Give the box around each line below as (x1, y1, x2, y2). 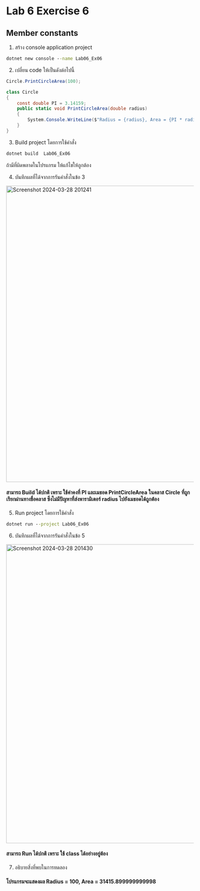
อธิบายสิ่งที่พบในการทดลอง (14, 864, 67, 871)
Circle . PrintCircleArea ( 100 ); (6, 78, 82, 84)
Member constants (6, 28, 79, 38)
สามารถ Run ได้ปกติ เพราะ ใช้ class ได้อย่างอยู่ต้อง (6, 850, 108, 857)
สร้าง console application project (14, 44, 92, 51)
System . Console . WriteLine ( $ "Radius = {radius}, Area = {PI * (27, 117, 183, 123)
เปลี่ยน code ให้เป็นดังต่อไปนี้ (14, 66, 75, 73)
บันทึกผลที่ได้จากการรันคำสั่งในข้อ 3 (14, 173, 85, 180)
